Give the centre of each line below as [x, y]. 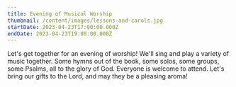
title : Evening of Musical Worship [60, 14]
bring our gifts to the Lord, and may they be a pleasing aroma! [97, 76]
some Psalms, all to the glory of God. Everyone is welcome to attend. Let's [116, 69]
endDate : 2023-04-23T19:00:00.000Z [60, 34]
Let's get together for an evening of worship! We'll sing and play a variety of [118, 54]
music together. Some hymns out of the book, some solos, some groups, [113, 62]
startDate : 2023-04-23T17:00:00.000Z [63, 27]
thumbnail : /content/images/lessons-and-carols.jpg [85, 21]
